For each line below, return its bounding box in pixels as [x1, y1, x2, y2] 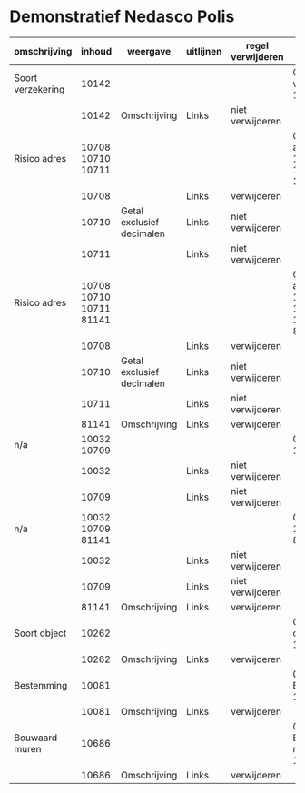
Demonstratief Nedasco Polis [9, 6, 235, 27]
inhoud [81, 45, 113, 57]
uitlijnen [185, 45, 222, 57]
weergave [126, 45, 172, 57]
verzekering [14, 83, 65, 95]
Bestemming [14, 679, 68, 691]
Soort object [14, 627, 67, 639]
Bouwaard [14, 731, 58, 744]
